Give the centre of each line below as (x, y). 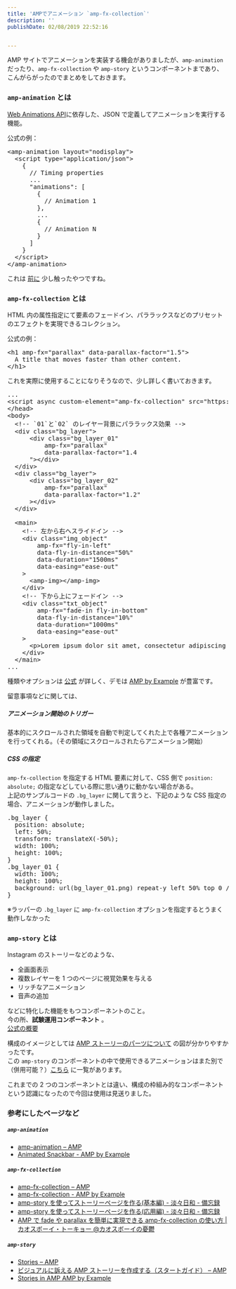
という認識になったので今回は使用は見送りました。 (81, 1094)
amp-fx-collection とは (47, 298)
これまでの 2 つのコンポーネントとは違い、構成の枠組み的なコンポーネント (116, 1085)
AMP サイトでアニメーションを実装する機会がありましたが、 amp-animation (115, 60)
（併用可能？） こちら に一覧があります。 (66, 1070)
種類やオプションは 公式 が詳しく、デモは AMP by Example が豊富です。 (112, 681)
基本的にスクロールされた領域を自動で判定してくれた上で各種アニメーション (118, 732)
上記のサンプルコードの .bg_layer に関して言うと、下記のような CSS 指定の (117, 795)
